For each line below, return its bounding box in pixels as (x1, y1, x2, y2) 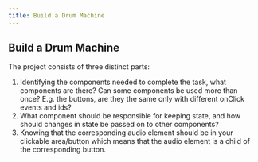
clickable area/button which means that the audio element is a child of (19, 137, 251, 146)
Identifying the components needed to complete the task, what (19, 77, 227, 87)
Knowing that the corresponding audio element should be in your (19, 128, 233, 137)
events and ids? (19, 102, 72, 112)
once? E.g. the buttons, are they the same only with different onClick (19, 94, 245, 104)
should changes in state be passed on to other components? (19, 120, 219, 129)
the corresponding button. (19, 145, 106, 155)
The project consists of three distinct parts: (8, 62, 150, 71)
